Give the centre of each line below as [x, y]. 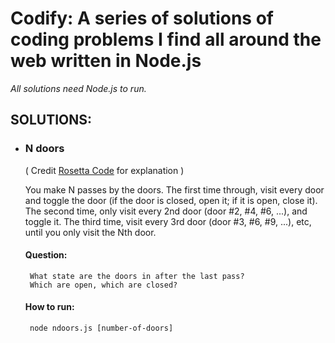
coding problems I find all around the [166, 39]
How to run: [49, 307]
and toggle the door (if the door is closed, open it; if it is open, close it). [171, 200]
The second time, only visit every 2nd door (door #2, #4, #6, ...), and [166, 211]
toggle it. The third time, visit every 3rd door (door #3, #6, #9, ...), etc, [168, 221]
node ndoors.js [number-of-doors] [101, 328]
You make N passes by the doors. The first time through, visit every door [174, 189]
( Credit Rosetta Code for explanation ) [104, 170]
